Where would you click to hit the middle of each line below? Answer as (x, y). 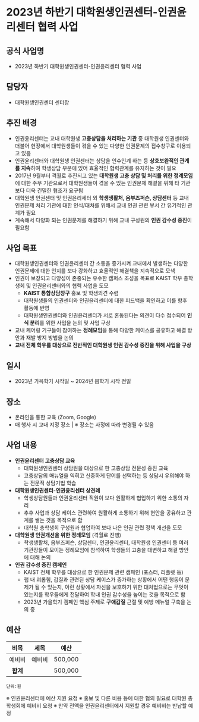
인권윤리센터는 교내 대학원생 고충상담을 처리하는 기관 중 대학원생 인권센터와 (102, 138)
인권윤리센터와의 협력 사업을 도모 (70, 285)
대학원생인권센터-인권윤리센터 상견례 (57, 490)
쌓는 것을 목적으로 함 (59, 520)
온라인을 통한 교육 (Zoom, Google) (56, 417)
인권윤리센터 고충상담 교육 (45, 460)
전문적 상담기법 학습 (53, 483)
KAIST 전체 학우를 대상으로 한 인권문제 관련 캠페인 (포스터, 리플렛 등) (103, 572)
